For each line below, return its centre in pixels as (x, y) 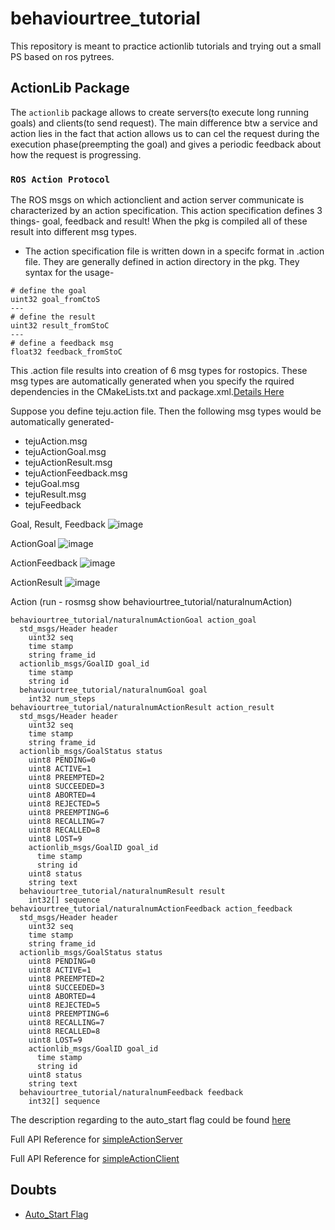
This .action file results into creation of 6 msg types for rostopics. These (159, 371)
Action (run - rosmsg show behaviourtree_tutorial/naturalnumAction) (151, 602)
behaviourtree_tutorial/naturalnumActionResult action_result (142, 708)
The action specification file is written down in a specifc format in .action (174, 251)
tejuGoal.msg (52, 484)
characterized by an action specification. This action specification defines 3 (166, 211)
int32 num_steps (62, 699)
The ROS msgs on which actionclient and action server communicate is (157, 200)
